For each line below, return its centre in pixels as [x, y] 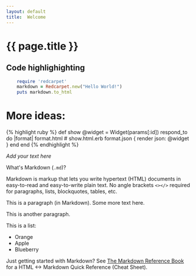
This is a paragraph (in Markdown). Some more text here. [76, 203]
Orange [24, 237]
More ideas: [36, 116]
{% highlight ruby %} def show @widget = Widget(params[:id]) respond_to [97, 132]
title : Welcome [26, 17]
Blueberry [27, 250]
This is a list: [21, 226]
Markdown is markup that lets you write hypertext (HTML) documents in [94, 179]
